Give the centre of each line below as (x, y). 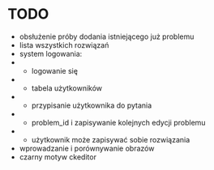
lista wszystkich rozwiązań (64, 45)
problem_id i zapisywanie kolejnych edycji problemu (118, 122)
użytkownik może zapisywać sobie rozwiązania (111, 139)
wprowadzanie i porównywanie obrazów (87, 148)
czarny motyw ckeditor (58, 157)
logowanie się (55, 70)
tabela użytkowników (67, 88)
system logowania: (51, 53)
